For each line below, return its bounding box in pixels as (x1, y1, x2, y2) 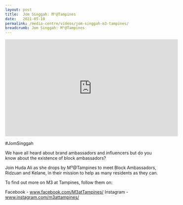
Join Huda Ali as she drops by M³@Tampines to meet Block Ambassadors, (5, 165, 156, 171)
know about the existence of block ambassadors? (5, 155, 106, 161)
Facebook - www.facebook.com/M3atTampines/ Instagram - (5, 189, 128, 195)
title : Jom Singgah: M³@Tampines (5, 12, 76, 17)
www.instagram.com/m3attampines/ (5, 194, 79, 200)
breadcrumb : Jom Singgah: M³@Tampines (5, 26, 85, 31)
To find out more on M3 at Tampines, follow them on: (5, 179, 113, 185)
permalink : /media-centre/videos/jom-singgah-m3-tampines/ (5, 21, 129, 26)
